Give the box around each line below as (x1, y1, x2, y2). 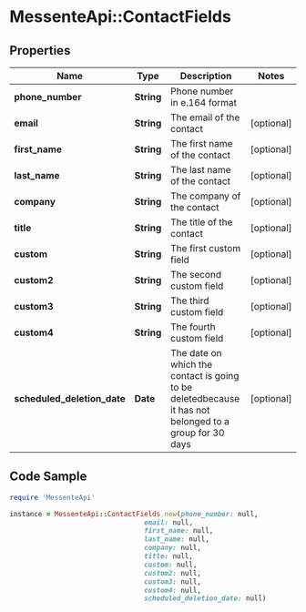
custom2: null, (144, 568, 202, 577)
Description (179, 70, 232, 82)
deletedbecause (169, 393, 240, 404)
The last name (169, 164, 231, 176)
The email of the (169, 111, 240, 124)
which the (169, 358, 213, 371)
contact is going (169, 370, 240, 382)
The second (169, 269, 221, 280)
